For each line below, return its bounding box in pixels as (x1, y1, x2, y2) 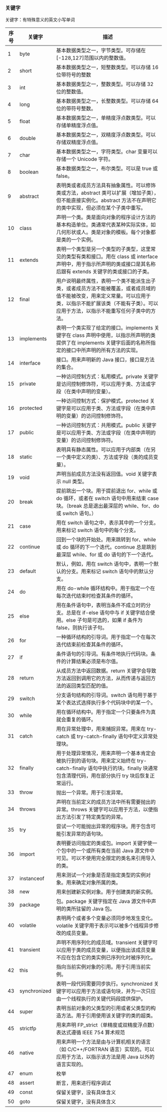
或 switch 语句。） (56, 510, 97, 517)
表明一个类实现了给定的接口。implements (56, 324, 153, 331)
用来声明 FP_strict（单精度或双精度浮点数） (56, 1022, 158, 1029)
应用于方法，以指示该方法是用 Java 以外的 (56, 1054, 155, 1061)
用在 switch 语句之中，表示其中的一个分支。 (56, 519, 159, 526)
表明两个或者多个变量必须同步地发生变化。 (56, 915, 156, 922)
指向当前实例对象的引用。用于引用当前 (56, 964, 146, 971)
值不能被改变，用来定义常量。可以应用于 (56, 292, 151, 299)
